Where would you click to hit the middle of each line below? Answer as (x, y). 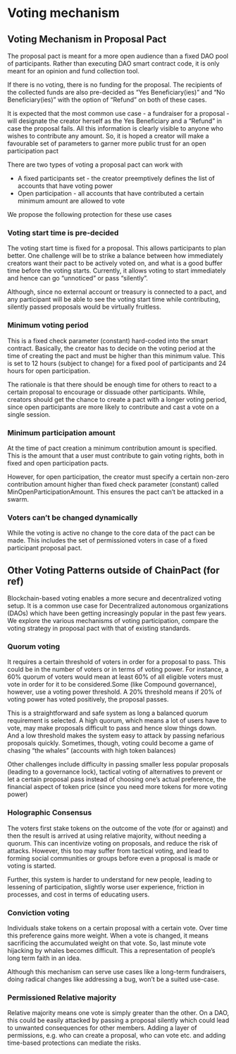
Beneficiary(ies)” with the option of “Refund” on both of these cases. (107, 100)
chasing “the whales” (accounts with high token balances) (92, 751)
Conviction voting (38, 913)
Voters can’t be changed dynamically (73, 517)
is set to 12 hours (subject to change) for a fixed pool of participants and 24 (117, 363)
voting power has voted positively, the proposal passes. (88, 699)
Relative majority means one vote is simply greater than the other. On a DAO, (118, 1013)
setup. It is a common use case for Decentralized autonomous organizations (118, 606)
